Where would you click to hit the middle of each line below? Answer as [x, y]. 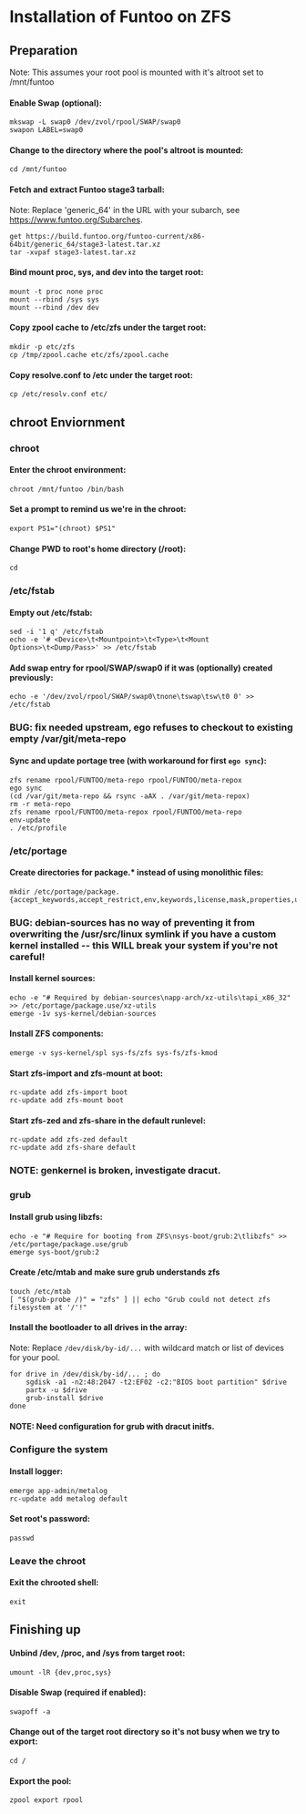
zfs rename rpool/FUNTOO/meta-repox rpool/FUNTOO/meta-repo [126, 812]
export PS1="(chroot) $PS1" [63, 528]
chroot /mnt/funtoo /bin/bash [67, 489]
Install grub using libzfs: [56, 1216]
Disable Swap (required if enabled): [78, 1693]
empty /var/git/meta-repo [68, 739]
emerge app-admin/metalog [58, 1491]
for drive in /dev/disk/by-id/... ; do [85, 1374]
